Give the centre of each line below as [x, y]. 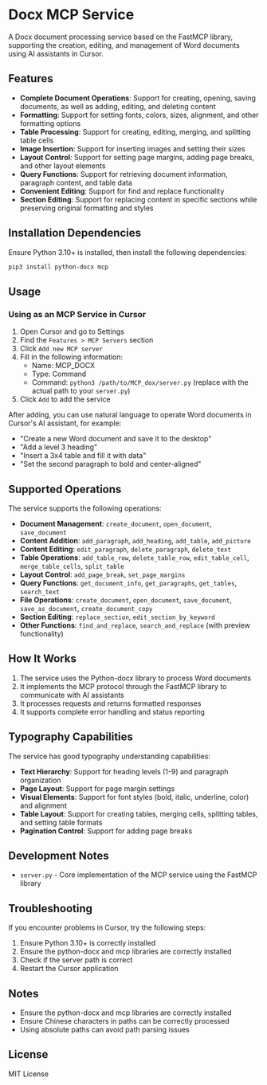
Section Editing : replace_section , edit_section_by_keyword [117, 617]
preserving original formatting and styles [86, 208]
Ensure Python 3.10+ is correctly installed [88, 943]
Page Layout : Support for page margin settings [97, 788]
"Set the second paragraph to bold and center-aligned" [110, 464]
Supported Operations [65, 489]
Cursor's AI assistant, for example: [65, 423]
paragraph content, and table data [76, 182]
